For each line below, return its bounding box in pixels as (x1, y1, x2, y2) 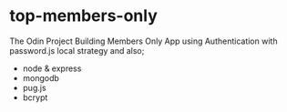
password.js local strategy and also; (9, 45, 145, 56)
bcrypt (22, 92, 48, 103)
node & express (22, 63, 82, 74)
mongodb (22, 72, 59, 83)
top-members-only (9, 5, 158, 26)
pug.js (22, 82, 47, 93)
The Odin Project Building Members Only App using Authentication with (9, 36, 278, 46)
